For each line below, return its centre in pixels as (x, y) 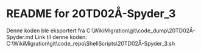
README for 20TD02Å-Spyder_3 (91, 14)
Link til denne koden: (61, 37)
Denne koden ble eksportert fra (46, 30)
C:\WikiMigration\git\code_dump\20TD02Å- (141, 30)
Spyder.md (20, 37)
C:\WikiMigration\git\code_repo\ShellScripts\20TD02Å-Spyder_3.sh (91, 43)
